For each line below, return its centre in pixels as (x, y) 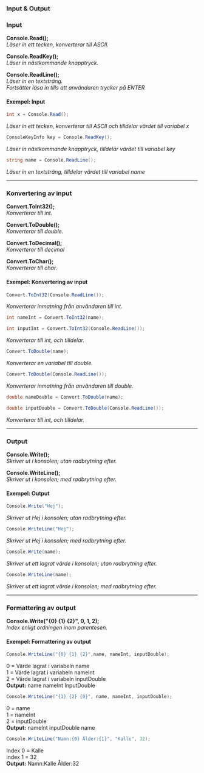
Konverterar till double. (35, 231)
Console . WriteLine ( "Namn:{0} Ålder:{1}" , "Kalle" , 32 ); (78, 739)
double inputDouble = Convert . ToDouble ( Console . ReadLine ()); (85, 408)
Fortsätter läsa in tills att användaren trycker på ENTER (76, 88)
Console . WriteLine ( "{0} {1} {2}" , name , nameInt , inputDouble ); (88, 654)
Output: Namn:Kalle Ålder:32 (43, 763)
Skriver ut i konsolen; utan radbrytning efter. (62, 461)
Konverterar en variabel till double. (49, 363)
